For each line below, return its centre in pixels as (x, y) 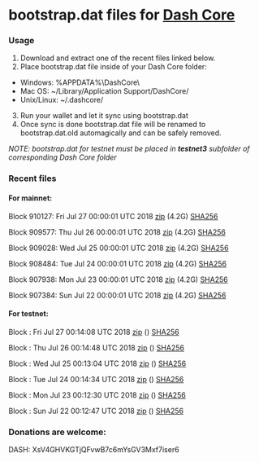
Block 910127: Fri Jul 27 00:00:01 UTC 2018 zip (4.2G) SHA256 (113, 216)
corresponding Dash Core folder (63, 157)
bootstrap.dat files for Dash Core (122, 15)
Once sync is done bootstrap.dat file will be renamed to (113, 125)
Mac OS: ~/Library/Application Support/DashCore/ (104, 91)
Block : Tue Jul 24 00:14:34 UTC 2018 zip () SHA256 (96, 379)
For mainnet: (30, 198)
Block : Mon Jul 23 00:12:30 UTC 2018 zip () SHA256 (97, 395)
